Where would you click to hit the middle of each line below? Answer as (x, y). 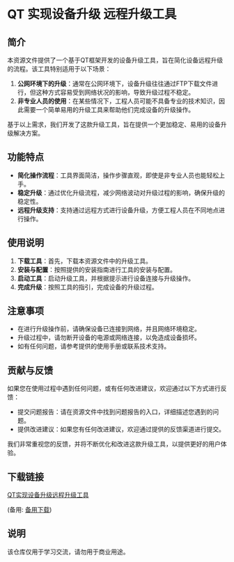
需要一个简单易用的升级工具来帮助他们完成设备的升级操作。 (109, 110)
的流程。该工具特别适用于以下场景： (59, 69)
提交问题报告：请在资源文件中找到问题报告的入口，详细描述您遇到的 (115, 412)
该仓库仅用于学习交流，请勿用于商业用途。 (68, 552)
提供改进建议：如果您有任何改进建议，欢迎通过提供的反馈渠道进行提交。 (121, 429)
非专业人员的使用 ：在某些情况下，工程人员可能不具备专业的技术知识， (118, 101)
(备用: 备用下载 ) (30, 510)
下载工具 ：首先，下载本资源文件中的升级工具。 (84, 261)
